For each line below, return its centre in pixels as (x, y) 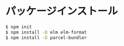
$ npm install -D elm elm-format (46, 32)
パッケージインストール (62, 11)
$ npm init (19, 27)
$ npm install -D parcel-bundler (46, 37)
